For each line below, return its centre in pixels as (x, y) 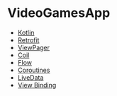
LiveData (30, 77)
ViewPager (34, 47)
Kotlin (26, 32)
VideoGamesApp (59, 13)
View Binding (37, 85)
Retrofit (28, 40)
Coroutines (34, 70)
